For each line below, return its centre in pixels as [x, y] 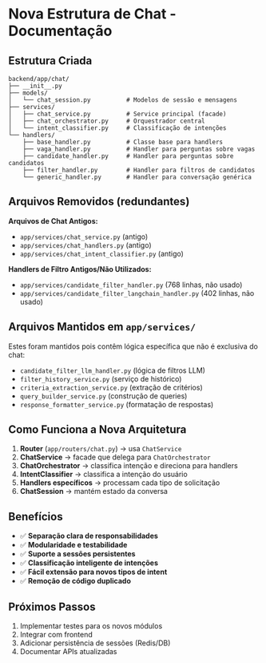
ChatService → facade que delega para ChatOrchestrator [115, 457]
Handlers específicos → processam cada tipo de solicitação [120, 483]
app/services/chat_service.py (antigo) [84, 236]
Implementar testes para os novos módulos [91, 626]
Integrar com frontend [56, 635]
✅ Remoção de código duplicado [75, 581]
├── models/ [28, 93]
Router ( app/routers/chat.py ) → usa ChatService [101, 449]
